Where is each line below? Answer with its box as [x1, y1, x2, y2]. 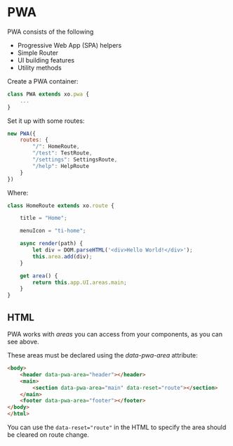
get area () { [20, 272, 58, 280]
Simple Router [17, 48, 58, 57]
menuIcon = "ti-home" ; [20, 228, 86, 235]
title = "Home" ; [20, 215, 68, 222]
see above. [7, 338, 39, 346]
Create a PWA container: [7, 77, 79, 85]
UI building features [17, 55, 75, 64]
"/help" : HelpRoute [32, 162, 90, 169]
